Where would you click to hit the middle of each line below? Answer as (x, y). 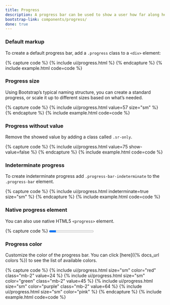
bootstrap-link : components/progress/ (46, 19)
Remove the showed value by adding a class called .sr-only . (69, 137)
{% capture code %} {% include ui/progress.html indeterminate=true (77, 192)
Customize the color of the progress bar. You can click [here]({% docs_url (82, 255)
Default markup (25, 42)
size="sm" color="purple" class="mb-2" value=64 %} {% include (74, 286)
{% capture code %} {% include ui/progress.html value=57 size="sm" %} (82, 107)
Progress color (24, 244)
